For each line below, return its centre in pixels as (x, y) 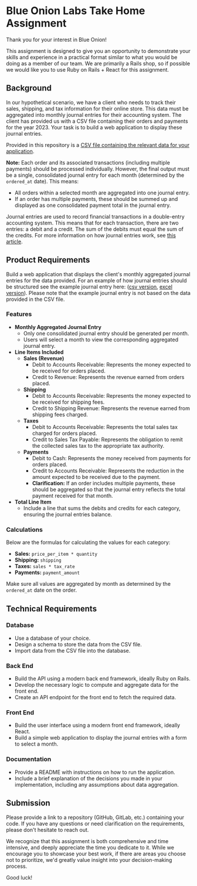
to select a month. (36, 744)
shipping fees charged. (60, 414)
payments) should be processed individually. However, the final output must (98, 169)
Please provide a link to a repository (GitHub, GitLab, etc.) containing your (95, 817)
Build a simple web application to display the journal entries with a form (101, 738)
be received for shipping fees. (68, 402)
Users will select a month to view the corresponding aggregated (101, 340)
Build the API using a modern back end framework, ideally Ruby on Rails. (102, 679)
